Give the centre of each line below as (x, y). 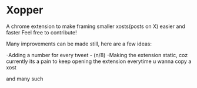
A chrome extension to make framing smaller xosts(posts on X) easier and (96, 26)
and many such (25, 79)
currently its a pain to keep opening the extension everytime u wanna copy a (99, 61)
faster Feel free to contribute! (42, 32)
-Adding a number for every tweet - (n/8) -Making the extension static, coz (97, 55)
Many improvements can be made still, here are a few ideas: (79, 44)
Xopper (25, 10)
